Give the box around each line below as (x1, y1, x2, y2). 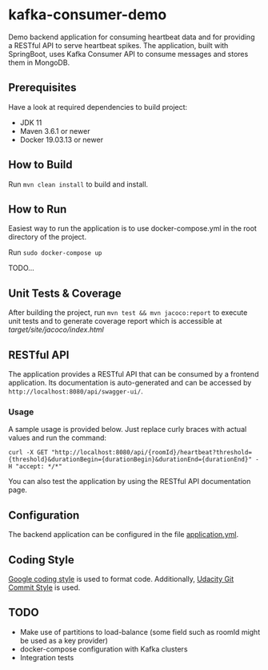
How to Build (8, 158, 74, 172)
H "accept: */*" (8, 462, 62, 470)
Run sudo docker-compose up (8, 248, 102, 257)
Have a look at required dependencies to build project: (8, 102, 188, 111)
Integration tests (19, 652, 74, 662)
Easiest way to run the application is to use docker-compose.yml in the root (8, 224, 258, 233)
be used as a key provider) (19, 636, 108, 645)
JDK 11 (19, 118, 42, 127)
